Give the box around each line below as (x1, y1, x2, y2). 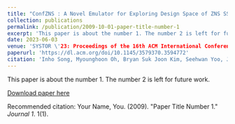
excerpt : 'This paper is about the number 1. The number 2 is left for (7, 29, 220, 37)
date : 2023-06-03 (7, 36, 58, 43)
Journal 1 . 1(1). (7, 109, 49, 118)
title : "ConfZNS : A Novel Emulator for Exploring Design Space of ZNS (7, 10, 220, 18)
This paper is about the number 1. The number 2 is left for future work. (7, 75, 211, 83)
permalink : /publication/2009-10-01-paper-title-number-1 (7, 23, 180, 30)
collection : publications (7, 17, 83, 24)
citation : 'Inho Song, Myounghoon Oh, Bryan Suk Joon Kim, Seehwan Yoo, (7, 56, 224, 63)
